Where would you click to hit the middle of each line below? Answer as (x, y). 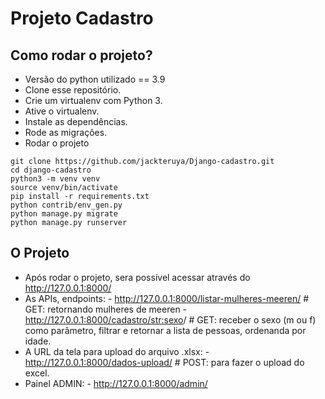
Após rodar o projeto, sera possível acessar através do (137, 277)
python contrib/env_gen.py (66, 205)
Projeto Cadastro (82, 18)
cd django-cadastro (51, 170)
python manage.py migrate (64, 214)
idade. (38, 341)
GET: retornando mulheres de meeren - (106, 309)
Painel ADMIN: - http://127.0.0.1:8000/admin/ (116, 383)
